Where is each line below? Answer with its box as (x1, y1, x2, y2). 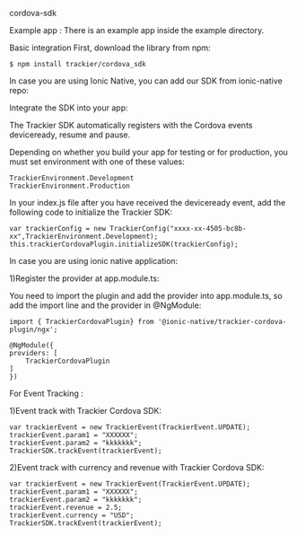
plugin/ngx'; (9, 325, 58, 334)
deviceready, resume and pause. (9, 129, 131, 140)
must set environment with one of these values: (9, 156, 186, 167)
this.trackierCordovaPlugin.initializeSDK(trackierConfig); (9, 240, 240, 249)
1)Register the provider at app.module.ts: (9, 273, 160, 284)
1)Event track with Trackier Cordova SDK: (9, 406, 162, 416)
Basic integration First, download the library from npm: (9, 42, 211, 53)
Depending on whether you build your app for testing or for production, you (9, 147, 289, 157)
